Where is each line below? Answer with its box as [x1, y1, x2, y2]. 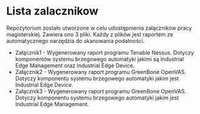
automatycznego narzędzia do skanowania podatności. [6, 37, 145, 44]
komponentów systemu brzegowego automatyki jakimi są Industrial [15, 55, 184, 62]
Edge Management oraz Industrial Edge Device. [15, 62, 135, 69]
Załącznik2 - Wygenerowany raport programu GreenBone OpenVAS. [15, 68, 187, 75]
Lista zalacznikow [6, 4, 98, 18]
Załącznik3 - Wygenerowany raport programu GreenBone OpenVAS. [15, 87, 187, 95]
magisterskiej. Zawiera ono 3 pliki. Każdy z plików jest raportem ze [6, 30, 173, 38]
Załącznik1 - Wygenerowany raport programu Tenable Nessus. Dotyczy [15, 49, 195, 56]
